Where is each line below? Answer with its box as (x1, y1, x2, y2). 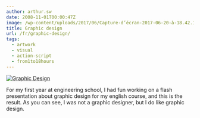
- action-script (11, 53, 52, 59)
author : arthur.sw (6, 8, 52, 15)
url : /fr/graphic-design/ (6, 31, 70, 37)
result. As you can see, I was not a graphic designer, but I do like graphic (6, 98, 185, 106)
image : (6, 20, 23, 25)
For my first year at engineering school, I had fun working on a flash (6, 86, 173, 93)
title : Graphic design (6, 25, 62, 31)
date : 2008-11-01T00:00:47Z (6, 14, 76, 20)
